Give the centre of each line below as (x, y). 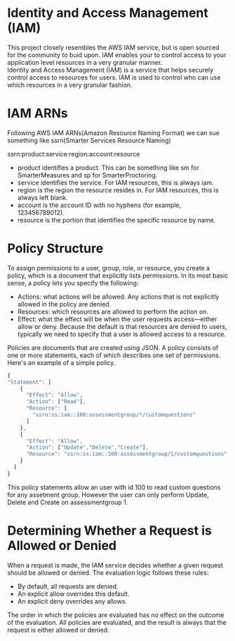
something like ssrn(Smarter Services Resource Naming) (89, 140)
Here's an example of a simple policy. (61, 362)
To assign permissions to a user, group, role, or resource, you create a (109, 268)
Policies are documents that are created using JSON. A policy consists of (113, 347)
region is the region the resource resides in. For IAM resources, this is (118, 190)
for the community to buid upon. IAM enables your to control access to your (117, 55)
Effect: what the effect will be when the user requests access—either (117, 319)
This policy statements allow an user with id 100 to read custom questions (114, 487)
